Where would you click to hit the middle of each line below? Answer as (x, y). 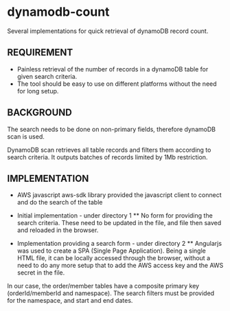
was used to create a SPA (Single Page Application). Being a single (111, 251)
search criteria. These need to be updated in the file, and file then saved (119, 223)
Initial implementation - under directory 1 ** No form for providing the (115, 216)
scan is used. (26, 136)
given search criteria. (47, 76)
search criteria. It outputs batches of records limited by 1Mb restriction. (107, 157)
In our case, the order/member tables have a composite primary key (103, 286)
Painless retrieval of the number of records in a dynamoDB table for (113, 69)
